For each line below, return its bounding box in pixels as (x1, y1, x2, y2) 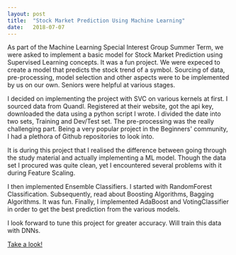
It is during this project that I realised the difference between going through (7, 146, 227, 155)
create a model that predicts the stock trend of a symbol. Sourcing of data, (7, 65, 225, 75)
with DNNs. (7, 227, 41, 235)
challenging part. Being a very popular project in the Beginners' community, (7, 125, 228, 134)
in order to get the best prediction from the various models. (7, 205, 181, 214)
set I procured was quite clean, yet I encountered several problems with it (7, 161, 222, 170)
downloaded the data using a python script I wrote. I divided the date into (7, 109, 221, 118)
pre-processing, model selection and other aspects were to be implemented (7, 73, 230, 82)
